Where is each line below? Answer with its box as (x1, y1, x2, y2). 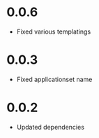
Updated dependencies (16, 123, 85, 131)
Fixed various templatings (16, 27, 91, 36)
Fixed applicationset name (16, 75, 93, 83)
